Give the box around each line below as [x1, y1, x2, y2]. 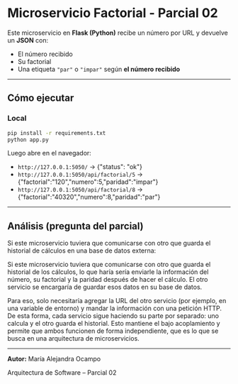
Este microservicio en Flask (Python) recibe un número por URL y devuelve [7, 28, 228, 37]
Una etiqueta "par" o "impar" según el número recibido [17, 65, 181, 73]
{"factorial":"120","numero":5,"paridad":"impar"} [17, 177, 159, 186]
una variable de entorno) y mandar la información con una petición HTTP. [7, 304, 222, 313]
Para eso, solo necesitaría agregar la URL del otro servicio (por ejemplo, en [7, 297, 227, 305]
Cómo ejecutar [7, 92, 74, 104]
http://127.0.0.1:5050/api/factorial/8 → [17, 185, 143, 194]
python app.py [7, 136, 50, 143]
